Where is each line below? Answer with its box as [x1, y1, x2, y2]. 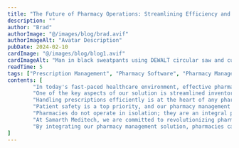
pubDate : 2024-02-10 [7, 43, 69, 51]
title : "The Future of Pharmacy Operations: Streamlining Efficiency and [7, 10, 231, 18]
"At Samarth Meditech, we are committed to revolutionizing [33, 116, 215, 123]
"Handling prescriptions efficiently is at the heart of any [33, 97, 218, 104]
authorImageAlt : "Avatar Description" [7, 37, 122, 44]
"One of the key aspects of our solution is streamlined [33, 90, 205, 97]
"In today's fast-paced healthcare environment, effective [33, 83, 212, 90]
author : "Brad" [7, 23, 53, 31]
